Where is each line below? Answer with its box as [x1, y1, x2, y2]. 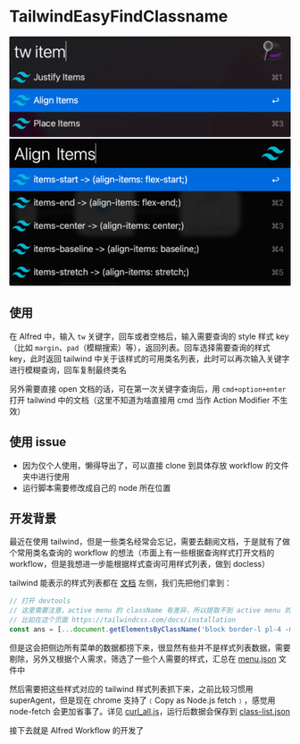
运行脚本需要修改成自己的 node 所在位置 [21, 482, 171, 493]
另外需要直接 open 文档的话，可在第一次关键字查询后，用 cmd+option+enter [9, 383, 287, 394]
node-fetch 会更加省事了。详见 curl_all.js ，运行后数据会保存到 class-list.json [9, 706, 291, 716]
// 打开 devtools [9, 596, 71, 605]
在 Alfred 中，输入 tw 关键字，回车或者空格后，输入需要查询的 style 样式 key [9, 331, 289, 342]
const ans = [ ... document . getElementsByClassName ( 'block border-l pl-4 [9, 624, 281, 634]
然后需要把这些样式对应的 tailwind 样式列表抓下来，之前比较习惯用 [9, 683, 254, 694]
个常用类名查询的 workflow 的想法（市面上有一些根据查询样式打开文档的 [9, 547, 275, 558]
